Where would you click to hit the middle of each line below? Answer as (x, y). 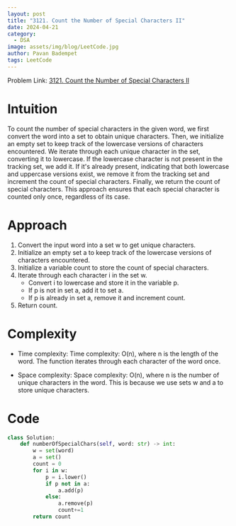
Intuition (33, 109)
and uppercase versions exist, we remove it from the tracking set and (108, 174)
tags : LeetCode (30, 60)
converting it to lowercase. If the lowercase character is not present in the (115, 159)
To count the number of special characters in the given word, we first (108, 128)
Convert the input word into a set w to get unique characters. (107, 245)
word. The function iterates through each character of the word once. (119, 361)
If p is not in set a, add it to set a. (76, 290)
